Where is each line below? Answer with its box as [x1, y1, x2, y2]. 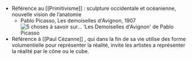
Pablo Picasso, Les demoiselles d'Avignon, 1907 [20, 17, 136, 24]
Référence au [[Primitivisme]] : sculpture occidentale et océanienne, [11, 5, 177, 12]
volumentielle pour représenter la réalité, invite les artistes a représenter [11, 42, 186, 48]
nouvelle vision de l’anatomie [11, 11, 82, 18]
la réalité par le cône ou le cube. [11, 48, 90, 54]
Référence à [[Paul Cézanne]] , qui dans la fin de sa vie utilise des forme [11, 36, 186, 42]
